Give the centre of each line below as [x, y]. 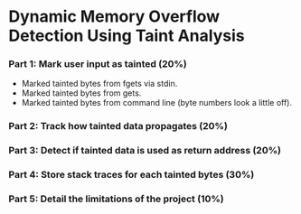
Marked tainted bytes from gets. [81, 93]
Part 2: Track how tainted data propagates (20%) [118, 126]
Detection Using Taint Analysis [127, 36]
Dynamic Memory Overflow [114, 17]
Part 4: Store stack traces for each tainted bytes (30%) [132, 175]
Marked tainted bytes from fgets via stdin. [99, 84]
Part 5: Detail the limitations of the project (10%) [116, 199]
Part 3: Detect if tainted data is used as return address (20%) [145, 151]
